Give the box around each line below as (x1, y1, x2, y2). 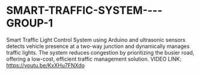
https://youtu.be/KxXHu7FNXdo (6, 61, 85, 69)
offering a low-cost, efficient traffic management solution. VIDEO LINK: (6, 55, 182, 62)
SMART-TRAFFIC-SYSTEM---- (6, 4, 163, 17)
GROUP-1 (6, 16, 53, 30)
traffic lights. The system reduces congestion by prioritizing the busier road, (6, 49, 195, 56)
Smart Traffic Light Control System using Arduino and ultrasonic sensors (6, 36, 186, 43)
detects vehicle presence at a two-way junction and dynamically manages (6, 43, 190, 50)
